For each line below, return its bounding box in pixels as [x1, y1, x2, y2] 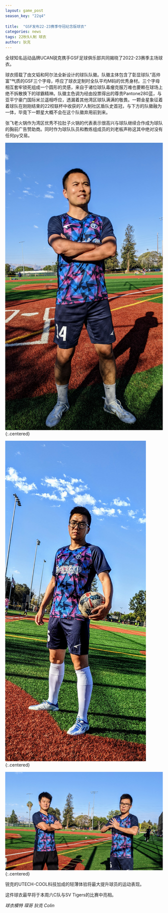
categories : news [5, 29, 41, 35]
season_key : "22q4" [5, 13, 46, 19]
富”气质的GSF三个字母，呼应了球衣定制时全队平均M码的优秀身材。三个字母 [5, 78, 160, 84]
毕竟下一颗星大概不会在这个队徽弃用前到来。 [18, 109, 110, 115]
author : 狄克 [5, 40, 31, 45]
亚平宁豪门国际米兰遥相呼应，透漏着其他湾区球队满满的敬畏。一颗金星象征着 [5, 97, 163, 103]
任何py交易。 [5, 132, 32, 138]
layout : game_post [5, 8, 43, 13]
